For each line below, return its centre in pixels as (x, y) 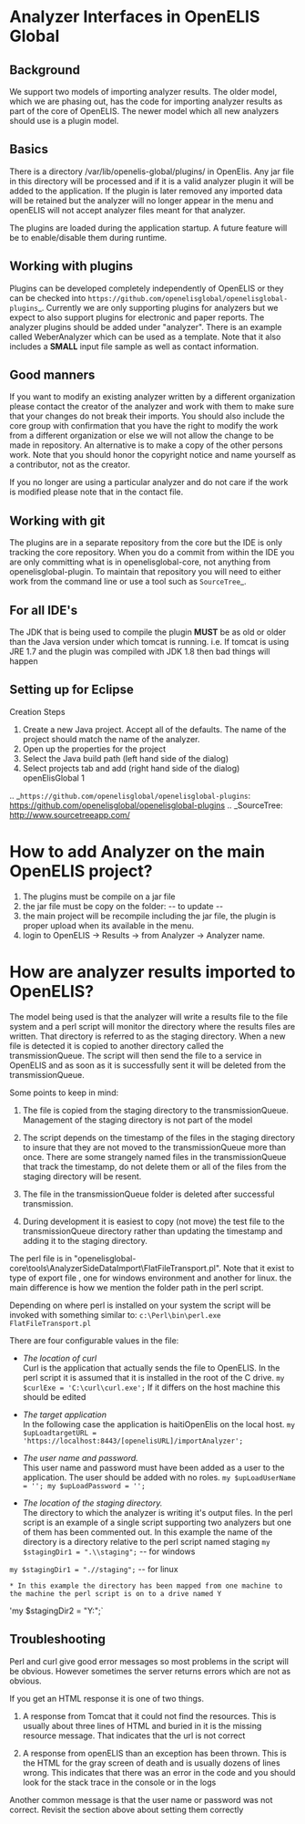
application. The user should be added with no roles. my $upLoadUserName (159, 1477)
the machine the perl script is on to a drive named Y (116, 1593)
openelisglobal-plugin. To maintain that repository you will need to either (145, 572)
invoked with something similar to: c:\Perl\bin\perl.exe (115, 1314)
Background (45, 70)
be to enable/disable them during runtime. (88, 237)
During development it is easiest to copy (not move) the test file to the (153, 1221)
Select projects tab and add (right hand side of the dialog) (131, 768)
